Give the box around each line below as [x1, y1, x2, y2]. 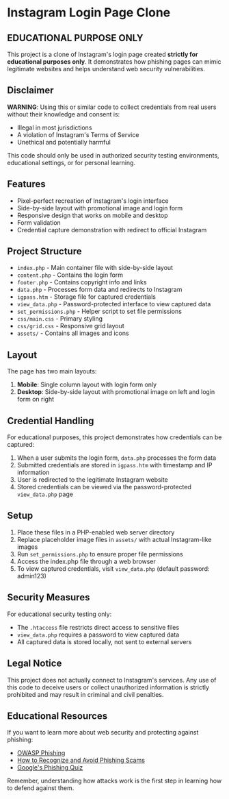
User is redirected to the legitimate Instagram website [16, 476, 169, 484]
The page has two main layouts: [7, 367, 97, 376]
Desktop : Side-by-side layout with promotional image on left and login [16, 388, 215, 396]
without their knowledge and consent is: [7, 110, 120, 118]
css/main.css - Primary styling [16, 315, 103, 323]
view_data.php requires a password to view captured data [16, 630, 180, 639]
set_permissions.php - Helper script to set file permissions [16, 307, 183, 316]
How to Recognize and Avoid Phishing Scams [16, 756, 146, 765]
